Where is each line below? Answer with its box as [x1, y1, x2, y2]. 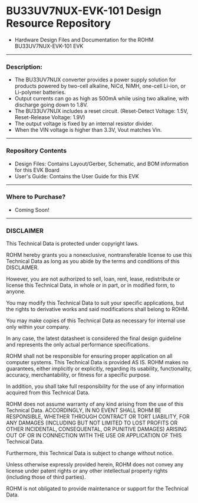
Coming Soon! [14, 206, 49, 213]
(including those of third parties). [6, 473, 86, 481]
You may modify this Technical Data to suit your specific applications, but [6, 299, 184, 306]
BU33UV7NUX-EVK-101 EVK [14, 43, 84, 50]
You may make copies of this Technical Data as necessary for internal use [6, 317, 186, 324]
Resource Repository [6, 17, 111, 30]
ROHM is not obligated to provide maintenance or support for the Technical [6, 485, 189, 492]
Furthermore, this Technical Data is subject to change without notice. [6, 450, 174, 457]
